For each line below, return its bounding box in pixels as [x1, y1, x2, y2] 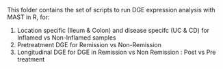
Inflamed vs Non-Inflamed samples [16, 33, 116, 42]
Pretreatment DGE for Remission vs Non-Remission [16, 41, 162, 49]
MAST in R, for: [7, 13, 50, 21]
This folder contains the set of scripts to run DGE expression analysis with [7, 6, 215, 14]
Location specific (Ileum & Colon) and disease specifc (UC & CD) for [16, 27, 210, 34]
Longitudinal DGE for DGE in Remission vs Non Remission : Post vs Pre [16, 48, 217, 56]
